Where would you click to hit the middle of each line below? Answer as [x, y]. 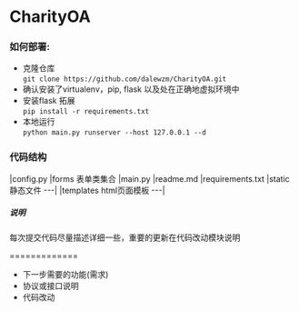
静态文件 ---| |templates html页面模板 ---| [87, 190]
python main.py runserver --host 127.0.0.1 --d [114, 133]
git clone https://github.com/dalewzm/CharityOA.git [125, 79]
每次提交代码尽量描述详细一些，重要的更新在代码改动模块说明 [125, 237]
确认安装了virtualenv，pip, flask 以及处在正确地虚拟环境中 [131, 89]
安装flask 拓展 [49, 101]
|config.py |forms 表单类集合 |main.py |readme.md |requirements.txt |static [150, 178]
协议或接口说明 [50, 286]
